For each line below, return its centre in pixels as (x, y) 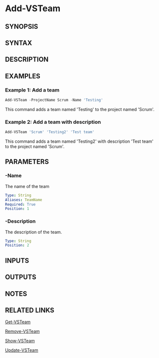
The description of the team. (34, 232)
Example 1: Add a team (32, 90)
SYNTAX (19, 43)
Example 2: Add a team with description (53, 122)
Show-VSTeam (20, 341)
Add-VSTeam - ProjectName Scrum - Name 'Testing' (54, 100)
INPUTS (17, 260)
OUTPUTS (21, 277)
